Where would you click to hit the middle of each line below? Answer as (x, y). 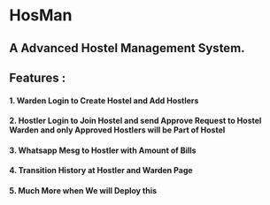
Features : (38, 77)
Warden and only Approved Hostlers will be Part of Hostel (117, 130)
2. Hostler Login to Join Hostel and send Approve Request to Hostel (135, 121)
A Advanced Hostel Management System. (127, 48)
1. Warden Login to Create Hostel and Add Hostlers (104, 100)
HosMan (41, 15)
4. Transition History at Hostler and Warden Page (101, 171)
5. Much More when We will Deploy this (83, 190)
